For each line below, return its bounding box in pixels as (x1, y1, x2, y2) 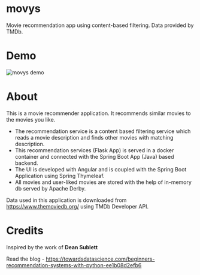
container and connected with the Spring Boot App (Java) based (14, 153, 174, 160)
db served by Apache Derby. (14, 185, 86, 192)
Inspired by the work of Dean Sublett (6, 243, 98, 250)
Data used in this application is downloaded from (6, 197, 127, 204)
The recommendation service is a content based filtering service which (14, 128, 191, 135)
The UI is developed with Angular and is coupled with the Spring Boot (14, 165, 187, 173)
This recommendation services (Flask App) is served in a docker (14, 146, 174, 154)
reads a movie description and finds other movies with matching (14, 134, 174, 141)
